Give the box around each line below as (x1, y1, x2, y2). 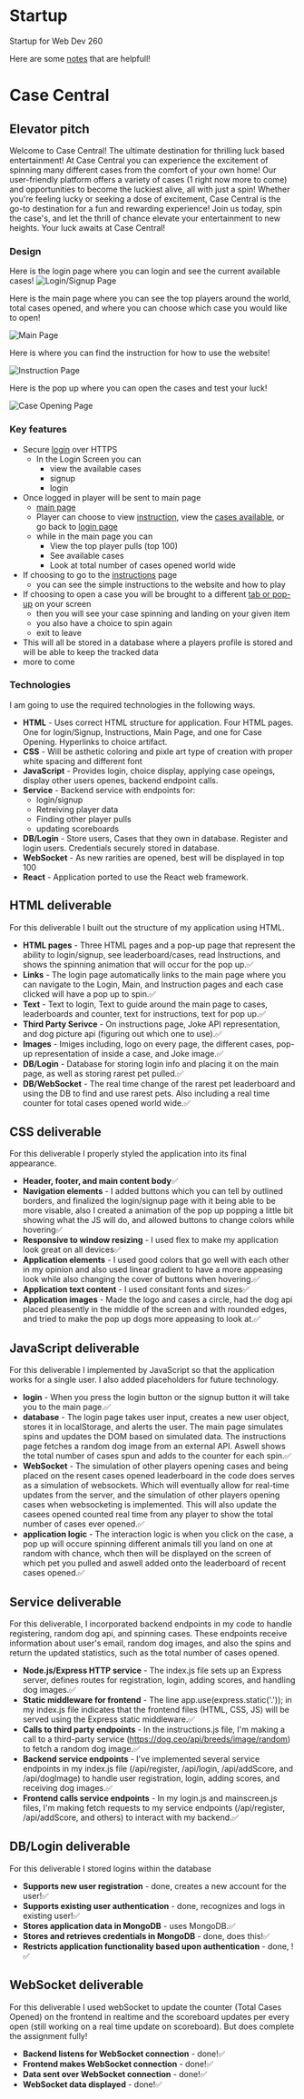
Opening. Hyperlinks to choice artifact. (22, 736, 168, 747)
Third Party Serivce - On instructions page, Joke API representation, (22, 1019, 280, 1030)
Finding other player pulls (35, 813, 132, 824)
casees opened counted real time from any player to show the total (22, 1509, 274, 1520)
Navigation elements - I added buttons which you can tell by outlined (22, 1186, 284, 1197)
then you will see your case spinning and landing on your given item (35, 608, 290, 619)
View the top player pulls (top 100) (49, 540, 179, 551)
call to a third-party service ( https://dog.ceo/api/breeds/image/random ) (22, 1734, 291, 1745)
